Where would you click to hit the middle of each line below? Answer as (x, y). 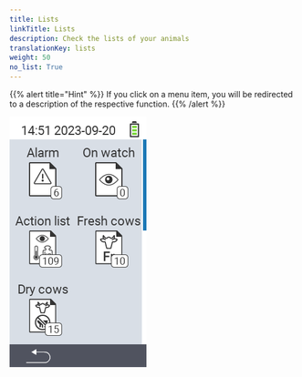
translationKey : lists (52, 48)
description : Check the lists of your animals (99, 38)
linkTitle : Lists (42, 29)
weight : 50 (30, 58)
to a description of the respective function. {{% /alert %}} (118, 104)
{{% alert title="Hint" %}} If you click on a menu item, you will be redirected (151, 94)
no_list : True (36, 67)
